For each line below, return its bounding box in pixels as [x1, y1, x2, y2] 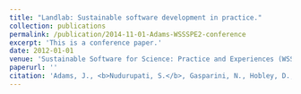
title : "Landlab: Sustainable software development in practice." [9, 13, 262, 22]
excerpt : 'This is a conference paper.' [9, 38, 163, 47]
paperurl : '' [9, 64, 58, 73]
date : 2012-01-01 [9, 47, 74, 56]
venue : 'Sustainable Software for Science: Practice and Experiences [9, 55, 275, 64]
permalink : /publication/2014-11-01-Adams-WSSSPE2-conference [9, 30, 246, 38]
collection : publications [9, 21, 106, 30]
